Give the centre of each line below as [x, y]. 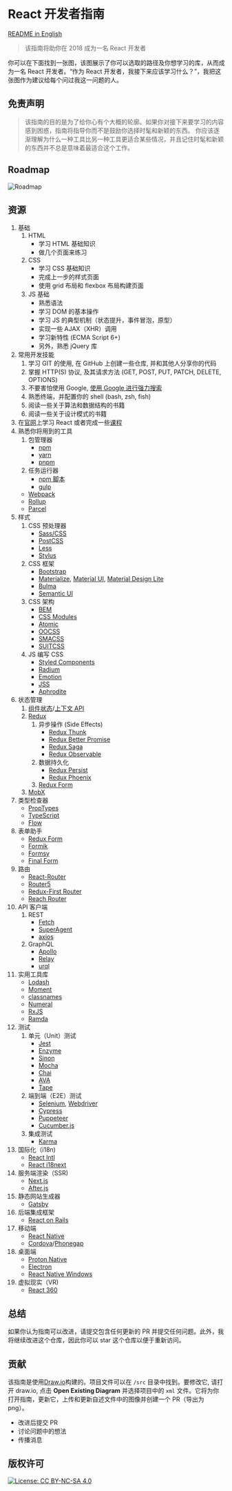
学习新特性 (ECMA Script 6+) [80, 338]
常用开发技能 [36, 355]
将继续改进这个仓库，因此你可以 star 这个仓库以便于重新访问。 [96, 1340]
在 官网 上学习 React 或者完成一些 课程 [70, 423]
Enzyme [50, 1051]
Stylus [48, 555]
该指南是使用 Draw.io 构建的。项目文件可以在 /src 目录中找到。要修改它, [109, 1382]
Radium [49, 669]
